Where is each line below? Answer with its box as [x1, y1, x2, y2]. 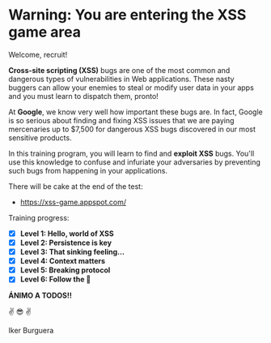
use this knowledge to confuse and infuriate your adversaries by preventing [8, 156, 261, 167]
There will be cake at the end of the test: [8, 181, 143, 191]
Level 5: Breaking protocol [19, 265, 111, 275]
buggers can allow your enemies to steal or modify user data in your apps [8, 83, 255, 92]
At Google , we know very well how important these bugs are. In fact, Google [8, 107, 263, 117]
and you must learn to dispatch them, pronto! [8, 91, 159, 101]
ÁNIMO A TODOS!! [8, 290, 73, 301]
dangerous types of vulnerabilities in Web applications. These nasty [8, 74, 235, 84]
